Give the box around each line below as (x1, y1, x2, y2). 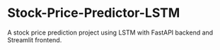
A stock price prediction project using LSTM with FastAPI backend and (7, 28, 214, 37)
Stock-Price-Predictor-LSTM (7, 5, 180, 21)
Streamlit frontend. (7, 35, 62, 44)
